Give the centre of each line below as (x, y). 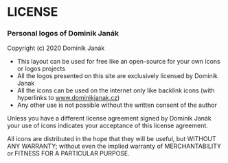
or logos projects (41, 68)
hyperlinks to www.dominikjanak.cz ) (68, 98)
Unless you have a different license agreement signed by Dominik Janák (109, 118)
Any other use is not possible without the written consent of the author (117, 105)
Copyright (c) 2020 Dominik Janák (56, 48)
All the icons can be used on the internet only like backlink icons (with (116, 90)
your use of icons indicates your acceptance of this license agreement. (107, 126)
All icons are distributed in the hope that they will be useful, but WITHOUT (112, 139)
